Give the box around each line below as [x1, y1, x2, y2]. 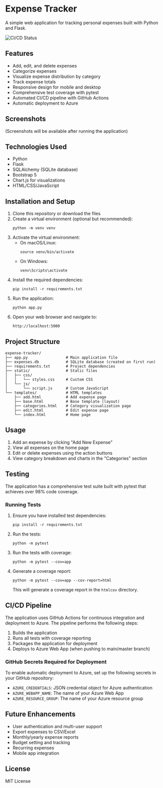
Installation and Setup [5, 197, 75, 206]
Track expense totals [12, 78, 56, 84]
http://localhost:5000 [12, 324, 60, 329]
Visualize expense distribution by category [12, 73, 101, 79]
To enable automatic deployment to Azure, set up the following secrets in [5, 670, 156, 676]
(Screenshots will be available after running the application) [5, 128, 128, 134]
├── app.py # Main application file [5, 355, 118, 360]
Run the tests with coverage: [12, 549, 72, 556]
